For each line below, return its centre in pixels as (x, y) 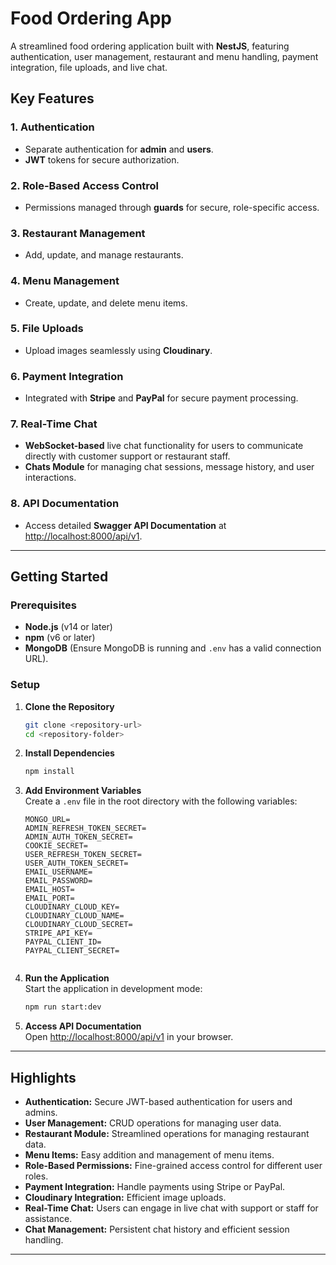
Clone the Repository (69, 706)
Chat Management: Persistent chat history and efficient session (157, 1229)
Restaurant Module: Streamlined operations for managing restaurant (167, 1133)
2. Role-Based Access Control (85, 185)
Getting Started (59, 577)
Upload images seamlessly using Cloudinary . (118, 350)
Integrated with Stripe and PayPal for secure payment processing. (161, 398)
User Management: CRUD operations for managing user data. (153, 1123)
